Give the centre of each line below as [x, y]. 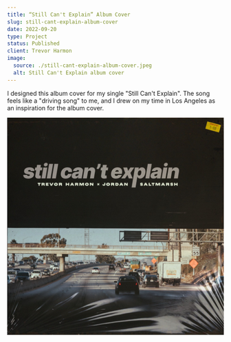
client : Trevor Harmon [40, 51]
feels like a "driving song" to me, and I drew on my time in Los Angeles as [111, 101]
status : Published [33, 44]
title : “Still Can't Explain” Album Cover [69, 14]
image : [16, 59]
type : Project [27, 37]
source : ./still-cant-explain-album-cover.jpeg [83, 66]
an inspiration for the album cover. [56, 108]
